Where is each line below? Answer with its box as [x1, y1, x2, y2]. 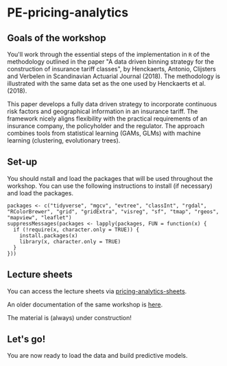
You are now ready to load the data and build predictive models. [7, 352, 188, 360]
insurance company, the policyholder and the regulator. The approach [7, 122, 204, 130]
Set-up [7, 156, 38, 168]
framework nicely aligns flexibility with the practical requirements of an [7, 114, 208, 123]
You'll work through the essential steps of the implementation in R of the [7, 50, 211, 58]
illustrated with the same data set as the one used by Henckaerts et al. [7, 80, 206, 87]
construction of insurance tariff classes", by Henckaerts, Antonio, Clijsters [7, 65, 216, 73]
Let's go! [7, 334, 46, 345]
